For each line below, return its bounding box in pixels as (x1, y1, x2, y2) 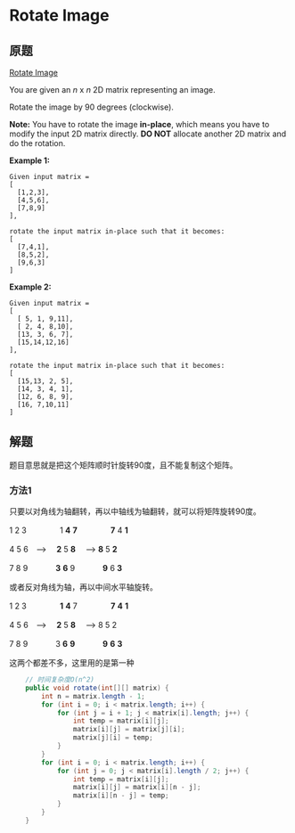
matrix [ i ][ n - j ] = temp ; (72, 791, 169, 800)
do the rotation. (9, 138, 66, 148)
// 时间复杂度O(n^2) (25, 675, 95, 684)
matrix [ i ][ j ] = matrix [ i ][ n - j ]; (72, 783, 201, 792)
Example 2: (9, 282, 52, 292)
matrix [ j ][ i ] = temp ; (72, 733, 153, 742)
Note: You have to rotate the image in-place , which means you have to (9, 119, 270, 129)
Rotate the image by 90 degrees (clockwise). (9, 102, 174, 112)
